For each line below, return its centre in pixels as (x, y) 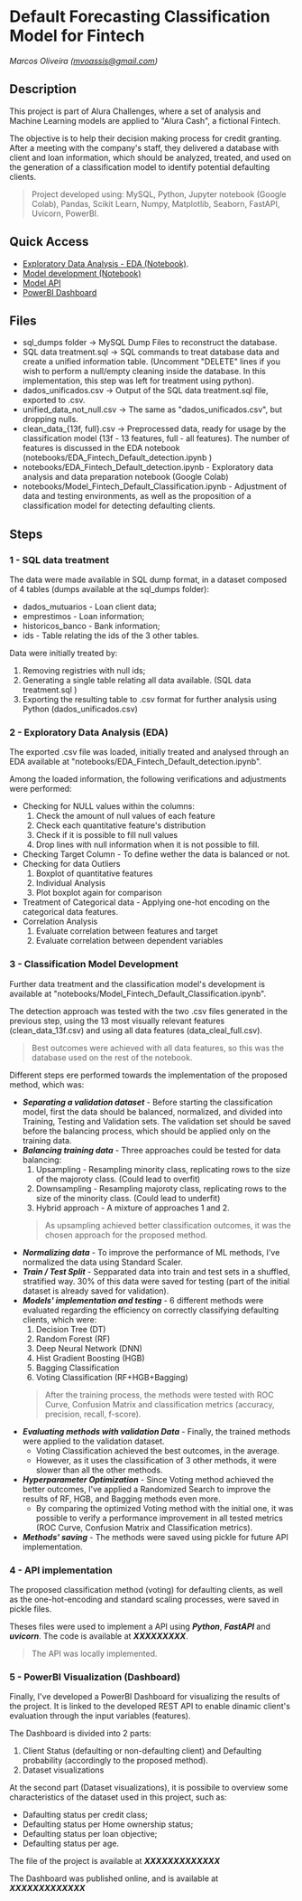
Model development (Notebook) (82, 273)
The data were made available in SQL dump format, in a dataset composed (148, 579)
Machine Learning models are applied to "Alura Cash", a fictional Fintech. (145, 120)
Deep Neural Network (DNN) (89, 1348)
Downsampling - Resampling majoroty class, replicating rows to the (161, 1188)
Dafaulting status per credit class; (85, 1815)
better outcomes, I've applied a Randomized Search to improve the (146, 1489)
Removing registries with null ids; (84, 671)
